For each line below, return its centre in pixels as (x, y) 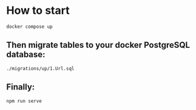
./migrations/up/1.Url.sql (40, 68)
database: (26, 55)
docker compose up (29, 27)
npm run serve (24, 101)
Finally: (21, 87)
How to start (38, 11)
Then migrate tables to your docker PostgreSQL (98, 45)
